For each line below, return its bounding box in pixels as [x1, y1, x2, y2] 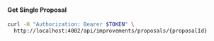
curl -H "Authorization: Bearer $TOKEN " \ [7, 21, 135, 28]
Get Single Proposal [7, 6, 67, 14]
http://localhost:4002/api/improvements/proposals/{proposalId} [13, 28, 208, 35]
